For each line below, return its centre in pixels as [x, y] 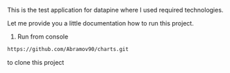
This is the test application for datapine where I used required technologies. [115, 10]
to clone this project [36, 62]
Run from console [43, 36]
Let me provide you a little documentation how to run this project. [101, 23]
